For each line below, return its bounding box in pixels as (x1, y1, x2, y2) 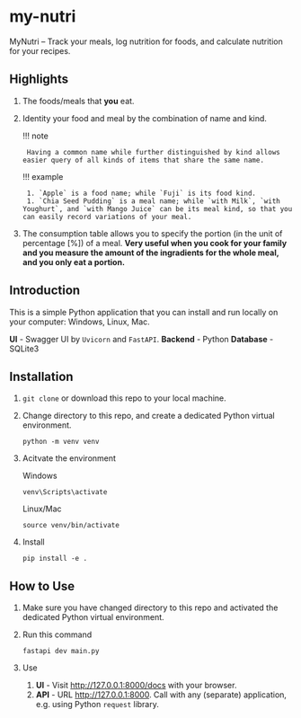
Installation (9, 368, 74, 384)
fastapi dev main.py (22, 647, 100, 656)
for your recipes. (9, 45, 71, 56)
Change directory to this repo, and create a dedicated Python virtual (22, 411, 276, 421)
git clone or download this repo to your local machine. (22, 393, 226, 403)
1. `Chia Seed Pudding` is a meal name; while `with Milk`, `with (26, 196, 280, 206)
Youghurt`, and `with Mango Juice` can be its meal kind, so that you (22, 204, 293, 213)
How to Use (9, 578, 75, 594)
